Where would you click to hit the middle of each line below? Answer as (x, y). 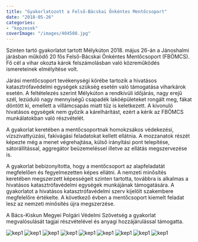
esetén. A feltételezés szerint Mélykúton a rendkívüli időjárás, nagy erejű (94, 93)
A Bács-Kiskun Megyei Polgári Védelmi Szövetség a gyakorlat (81, 215)
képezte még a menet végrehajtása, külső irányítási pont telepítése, (88, 142)
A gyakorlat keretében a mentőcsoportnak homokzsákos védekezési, (90, 130)
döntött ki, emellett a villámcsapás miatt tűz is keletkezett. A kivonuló (90, 106)
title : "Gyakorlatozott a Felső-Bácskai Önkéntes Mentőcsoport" (87, 12)
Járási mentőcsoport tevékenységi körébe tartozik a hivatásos (82, 81)
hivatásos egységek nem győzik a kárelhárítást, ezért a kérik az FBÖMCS (95, 112)
